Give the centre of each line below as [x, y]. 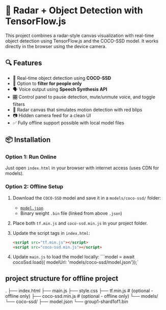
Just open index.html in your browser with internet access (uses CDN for [82, 168]
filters [19, 104]
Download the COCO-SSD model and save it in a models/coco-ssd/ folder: [87, 198]
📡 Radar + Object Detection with [74, 10]
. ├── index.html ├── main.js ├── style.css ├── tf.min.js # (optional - [79, 291]
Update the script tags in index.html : [51, 233]
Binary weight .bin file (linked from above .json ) [71, 213]
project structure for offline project [62, 278]
